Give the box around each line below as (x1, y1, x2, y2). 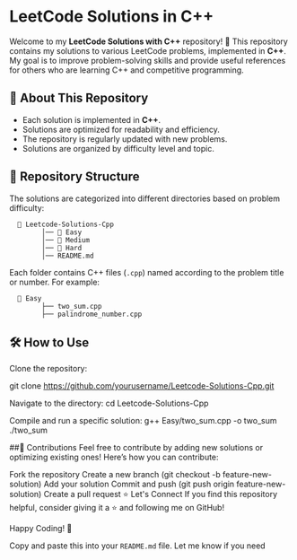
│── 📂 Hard (41, 243, 83, 252)
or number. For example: (9, 276, 100, 287)
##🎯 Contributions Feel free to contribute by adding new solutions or (9, 442, 263, 453)
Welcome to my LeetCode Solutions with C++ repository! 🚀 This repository (9, 36, 289, 47)
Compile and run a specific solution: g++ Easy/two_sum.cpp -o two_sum (9, 416, 277, 426)
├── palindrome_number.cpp (41, 310, 143, 319)
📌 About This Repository (9, 91, 149, 106)
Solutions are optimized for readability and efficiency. (22, 124, 220, 135)
